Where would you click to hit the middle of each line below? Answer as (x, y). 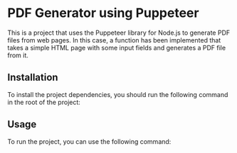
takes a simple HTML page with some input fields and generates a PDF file (117, 47)
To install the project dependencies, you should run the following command (118, 94)
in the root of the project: (44, 102)
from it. (18, 55)
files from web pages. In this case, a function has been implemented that (114, 40)
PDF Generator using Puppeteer (103, 13)
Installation (33, 78)
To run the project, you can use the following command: (89, 141)
